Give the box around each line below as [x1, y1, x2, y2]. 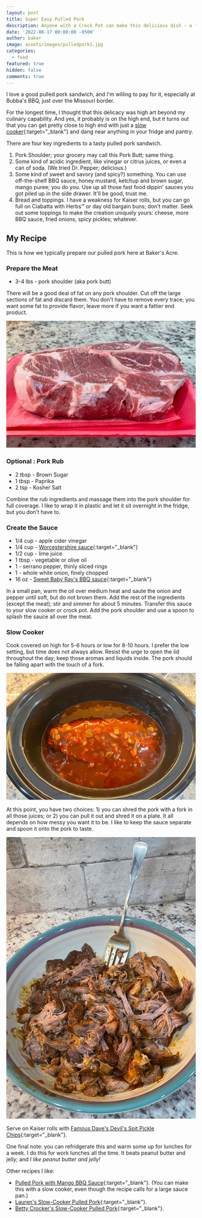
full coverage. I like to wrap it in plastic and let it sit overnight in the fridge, [6, 502, 189, 509]
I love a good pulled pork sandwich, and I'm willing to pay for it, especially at [6, 91, 195, 98]
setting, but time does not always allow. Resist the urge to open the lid [6, 648, 180, 655]
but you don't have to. [6, 508, 61, 516]
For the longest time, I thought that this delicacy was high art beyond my [6, 109, 185, 116]
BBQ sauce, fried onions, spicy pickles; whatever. [14, 216, 138, 223]
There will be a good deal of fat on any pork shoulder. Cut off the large [6, 290, 181, 297]
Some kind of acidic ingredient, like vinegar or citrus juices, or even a [14, 158, 186, 165]
